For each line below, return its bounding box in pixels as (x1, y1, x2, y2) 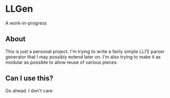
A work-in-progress (5, 20, 47, 26)
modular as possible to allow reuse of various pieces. (5, 59, 118, 65)
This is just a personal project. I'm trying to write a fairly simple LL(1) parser (5, 48, 165, 54)
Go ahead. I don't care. (5, 87, 54, 93)
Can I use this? (5, 74, 53, 83)
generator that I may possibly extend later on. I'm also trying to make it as (5, 54, 161, 60)
